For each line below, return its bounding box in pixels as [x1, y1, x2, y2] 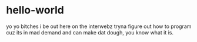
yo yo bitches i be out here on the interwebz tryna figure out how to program [6, 23, 192, 30]
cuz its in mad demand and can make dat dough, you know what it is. [6, 29, 173, 36]
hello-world [6, 3, 65, 17]
